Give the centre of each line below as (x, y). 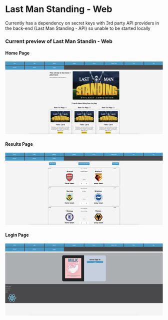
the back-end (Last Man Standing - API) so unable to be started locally (78, 28)
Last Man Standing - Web (59, 9)
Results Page (19, 144)
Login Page (17, 235)
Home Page (17, 53)
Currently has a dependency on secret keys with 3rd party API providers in (82, 23)
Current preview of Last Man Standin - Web (59, 41)
